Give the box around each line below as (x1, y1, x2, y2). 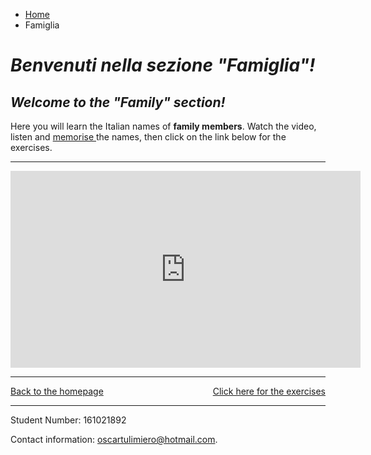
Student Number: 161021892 (10, 414, 127, 426)
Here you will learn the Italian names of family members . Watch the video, (10, 120, 317, 132)
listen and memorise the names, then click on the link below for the (10, 131, 287, 143)
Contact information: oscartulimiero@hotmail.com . (10, 434, 218, 445)
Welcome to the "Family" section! (10, 94, 226, 111)
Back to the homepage (10, 385, 104, 397)
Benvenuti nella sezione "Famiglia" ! (10, 54, 316, 77)
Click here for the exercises (212, 385, 326, 397)
